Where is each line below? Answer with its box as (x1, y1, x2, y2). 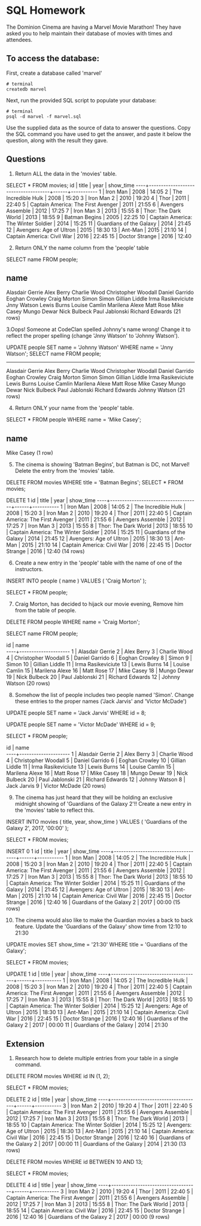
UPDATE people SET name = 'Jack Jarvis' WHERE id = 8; (6, 709, 147, 717)
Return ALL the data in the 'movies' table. (14, 170, 117, 177)
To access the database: (6, 53, 100, 63)
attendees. (6, 36, 33, 43)
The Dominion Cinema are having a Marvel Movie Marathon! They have (6, 23, 181, 31)
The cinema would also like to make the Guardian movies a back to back (14, 917, 193, 924)
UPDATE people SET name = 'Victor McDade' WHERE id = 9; (6, 721, 156, 728)
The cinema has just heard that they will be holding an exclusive (14, 794, 173, 801)
